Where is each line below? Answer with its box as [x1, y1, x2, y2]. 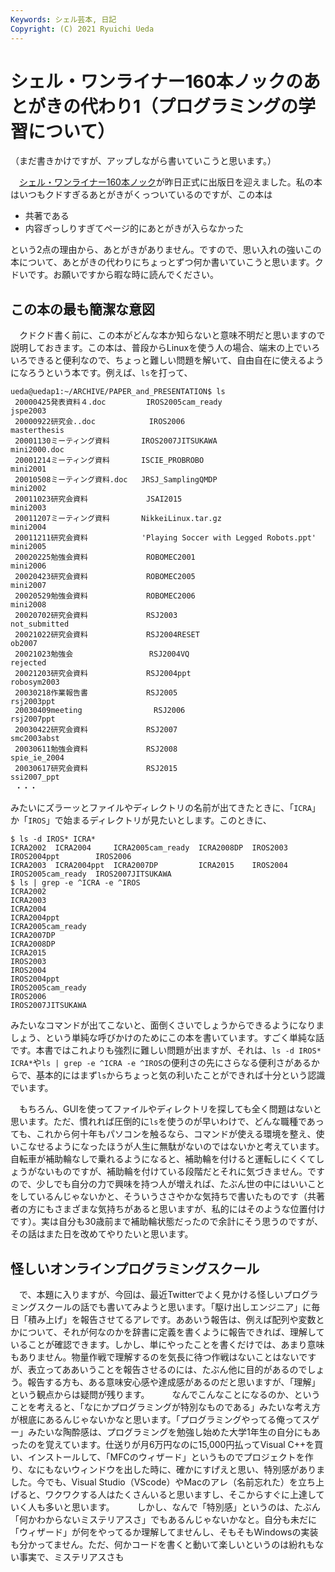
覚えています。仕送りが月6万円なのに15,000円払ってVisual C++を [44, 1439, 315, 1451]
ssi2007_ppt [10, 772, 60, 783]
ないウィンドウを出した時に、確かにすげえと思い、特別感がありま [53, 1464, 326, 1476]
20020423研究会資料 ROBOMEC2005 [14, 572, 196, 582]
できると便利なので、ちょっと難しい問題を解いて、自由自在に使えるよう [27, 354, 325, 366]
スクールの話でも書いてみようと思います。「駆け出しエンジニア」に [36, 1301, 312, 1313]
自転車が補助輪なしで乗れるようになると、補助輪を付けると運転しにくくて [10, 1153, 317, 1165]
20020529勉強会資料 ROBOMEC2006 [14, 591, 196, 601]
